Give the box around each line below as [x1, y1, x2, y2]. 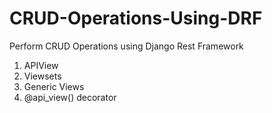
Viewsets [23, 70, 62, 82]
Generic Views [23, 80, 85, 92]
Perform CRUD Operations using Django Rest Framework [9, 40, 244, 52]
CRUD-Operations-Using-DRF [9, 7, 263, 30]
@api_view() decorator [23, 91, 117, 103]
